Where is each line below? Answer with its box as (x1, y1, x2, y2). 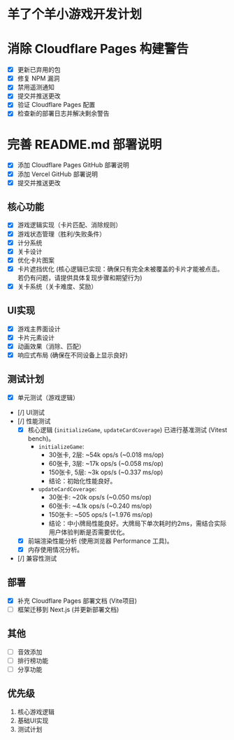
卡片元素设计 (17, 333, 54, 341)
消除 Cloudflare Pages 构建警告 (7, 41, 189, 57)
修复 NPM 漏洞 (17, 74, 60, 83)
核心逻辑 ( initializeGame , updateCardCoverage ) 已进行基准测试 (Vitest (27, 425, 228, 434)
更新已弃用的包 (17, 66, 61, 74)
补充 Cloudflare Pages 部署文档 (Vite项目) (17, 596, 138, 605)
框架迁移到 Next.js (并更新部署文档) (17, 605, 119, 613)
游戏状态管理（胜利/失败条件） (17, 229, 106, 238)
